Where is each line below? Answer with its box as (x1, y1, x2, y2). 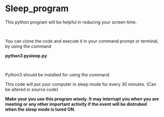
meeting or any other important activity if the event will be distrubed (5, 101, 147, 107)
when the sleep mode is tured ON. (5, 106, 76, 112)
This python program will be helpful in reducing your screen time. (5, 19, 137, 25)
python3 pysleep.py (5, 52, 47, 59)
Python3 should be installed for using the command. (5, 71, 111, 77)
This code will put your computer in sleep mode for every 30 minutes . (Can (5, 81, 157, 87)
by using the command (5, 43, 51, 49)
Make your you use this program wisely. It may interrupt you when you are (5, 96, 159, 102)
